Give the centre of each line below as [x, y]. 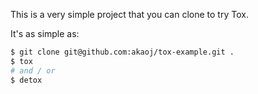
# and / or [33, 70]
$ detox [26, 80]
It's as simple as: [45, 33]
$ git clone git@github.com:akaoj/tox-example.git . [122, 52]
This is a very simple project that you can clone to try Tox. [129, 14]
